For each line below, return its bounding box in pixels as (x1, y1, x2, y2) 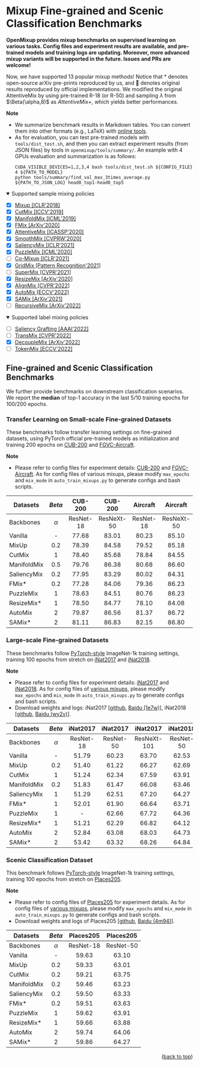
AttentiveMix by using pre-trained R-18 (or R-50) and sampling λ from (6, 92, 176, 99)
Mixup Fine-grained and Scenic (6, 4, 164, 18)
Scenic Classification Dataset (6, 856, 93, 864)
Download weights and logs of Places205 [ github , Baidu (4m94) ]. (14, 917, 175, 924)
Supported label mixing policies (11, 313, 89, 321)
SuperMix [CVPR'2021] (14, 268, 71, 276)
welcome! (6, 61, 31, 69)
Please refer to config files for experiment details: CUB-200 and (14, 464, 171, 472)
